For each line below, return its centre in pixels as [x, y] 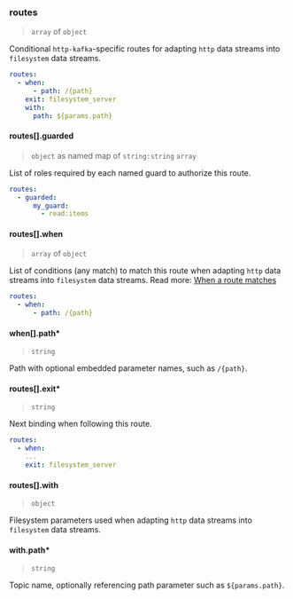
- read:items [65, 214]
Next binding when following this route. [81, 424]
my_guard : [50, 206]
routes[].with [34, 485]
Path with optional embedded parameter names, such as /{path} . [128, 368]
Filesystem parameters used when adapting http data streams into [131, 520]
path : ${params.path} [73, 116]
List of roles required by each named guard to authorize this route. [130, 173]
